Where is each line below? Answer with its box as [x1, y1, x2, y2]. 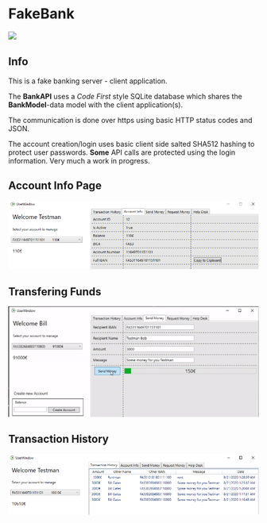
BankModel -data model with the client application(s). [8, 100, 184, 110]
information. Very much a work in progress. [8, 156, 150, 165]
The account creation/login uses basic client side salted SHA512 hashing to [8, 139, 255, 148]
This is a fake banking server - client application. [8, 76, 168, 86]
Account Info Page [8, 179, 102, 193]
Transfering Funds [8, 285, 102, 298]
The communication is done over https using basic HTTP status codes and [8, 115, 253, 125]
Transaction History [8, 433, 110, 446]
